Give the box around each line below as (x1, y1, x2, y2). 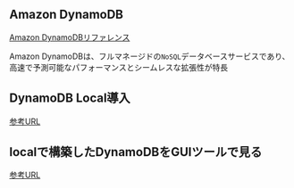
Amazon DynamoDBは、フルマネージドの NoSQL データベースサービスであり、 (9, 51, 290, 61)
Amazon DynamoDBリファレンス (9, 31, 130, 43)
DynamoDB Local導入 (9, 91, 131, 106)
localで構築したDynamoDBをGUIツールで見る (9, 144, 263, 159)
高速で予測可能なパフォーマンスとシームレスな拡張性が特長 (9, 61, 229, 72)
